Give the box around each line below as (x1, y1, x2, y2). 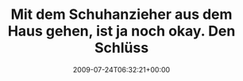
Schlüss (94, 39, 149, 57)
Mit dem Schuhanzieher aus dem (10, 6, 233, 24)
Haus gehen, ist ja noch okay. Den (7, 22, 236, 40)
